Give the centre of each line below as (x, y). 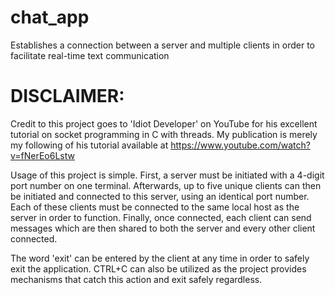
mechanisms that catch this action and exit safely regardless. (136, 279)
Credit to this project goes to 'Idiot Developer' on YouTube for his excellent (164, 123)
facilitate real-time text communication (90, 55)
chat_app (50, 17)
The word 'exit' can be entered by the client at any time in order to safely (160, 258)
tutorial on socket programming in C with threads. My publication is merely (164, 134)
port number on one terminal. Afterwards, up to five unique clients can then (166, 185)
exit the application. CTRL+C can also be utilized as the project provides (158, 268)
